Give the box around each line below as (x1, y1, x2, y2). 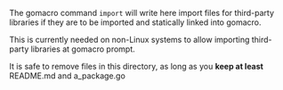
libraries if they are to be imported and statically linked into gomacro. (9, 17, 262, 28)
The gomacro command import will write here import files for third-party (9, 8, 274, 18)
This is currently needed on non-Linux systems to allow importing (9, 35, 250, 45)
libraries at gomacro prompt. (30, 44, 135, 54)
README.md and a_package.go (9, 70, 126, 81)
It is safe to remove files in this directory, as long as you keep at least (9, 61, 264, 71)
